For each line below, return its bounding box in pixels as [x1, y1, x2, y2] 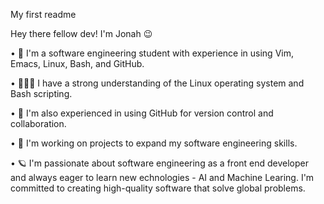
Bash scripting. [10, 88, 73, 99]
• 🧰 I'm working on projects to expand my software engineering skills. [10, 137, 298, 149]
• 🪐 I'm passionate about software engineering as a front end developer [10, 157, 310, 169]
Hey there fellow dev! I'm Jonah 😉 [10, 28, 153, 39]
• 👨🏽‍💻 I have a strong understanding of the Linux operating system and [10, 77, 305, 89]
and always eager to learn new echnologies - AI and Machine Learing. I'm [10, 172, 315, 183]
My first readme [10, 9, 77, 20]
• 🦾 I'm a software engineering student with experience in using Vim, [10, 47, 294, 59]
